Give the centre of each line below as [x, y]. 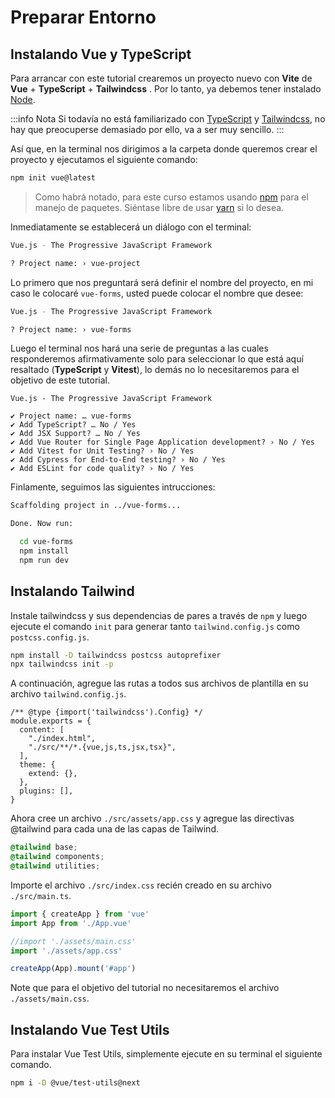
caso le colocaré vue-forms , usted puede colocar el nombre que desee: [157, 293]
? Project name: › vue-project [75, 263]
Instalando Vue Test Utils [90, 1029]
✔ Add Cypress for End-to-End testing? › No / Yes [118, 460]
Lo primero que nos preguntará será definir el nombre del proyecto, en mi [162, 282]
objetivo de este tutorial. [60, 380]
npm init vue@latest [53, 178]
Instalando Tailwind [72, 591]
